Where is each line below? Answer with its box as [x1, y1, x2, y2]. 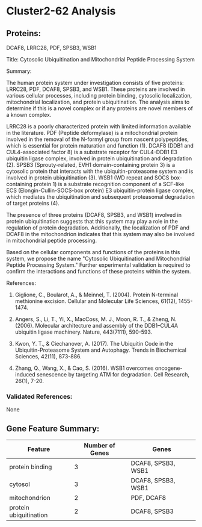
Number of [84, 441, 115, 450]
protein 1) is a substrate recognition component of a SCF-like [34, 181, 185, 187]
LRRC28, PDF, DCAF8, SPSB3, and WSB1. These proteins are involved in [6, 86, 185, 93]
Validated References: [6, 392, 73, 401]
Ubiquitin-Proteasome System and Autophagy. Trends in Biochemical [14, 346, 186, 354]
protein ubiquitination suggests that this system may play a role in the [6, 218, 179, 225]
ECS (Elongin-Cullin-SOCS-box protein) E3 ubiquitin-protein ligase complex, [6, 187, 195, 194]
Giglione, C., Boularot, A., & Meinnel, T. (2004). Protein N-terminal [14, 291, 179, 298]
